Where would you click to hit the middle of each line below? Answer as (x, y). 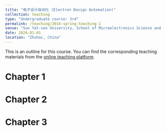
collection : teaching (28, 14)
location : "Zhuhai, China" (33, 38)
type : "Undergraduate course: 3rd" (42, 19)
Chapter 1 (25, 77)
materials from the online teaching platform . (50, 57)
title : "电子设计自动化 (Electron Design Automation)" (60, 10)
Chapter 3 (26, 122)
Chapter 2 (26, 99)
